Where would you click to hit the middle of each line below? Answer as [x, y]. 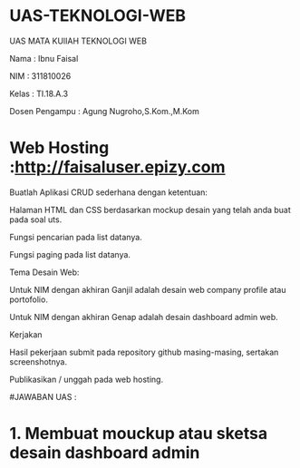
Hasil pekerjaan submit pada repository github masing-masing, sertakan [144, 352]
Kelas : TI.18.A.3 [39, 93]
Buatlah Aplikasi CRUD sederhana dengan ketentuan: [109, 192]
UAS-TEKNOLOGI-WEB [97, 16]
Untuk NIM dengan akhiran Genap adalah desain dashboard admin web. [144, 317]
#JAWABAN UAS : [43, 396]
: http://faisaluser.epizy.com [117, 167]
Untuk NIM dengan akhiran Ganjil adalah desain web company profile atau [148, 289]
